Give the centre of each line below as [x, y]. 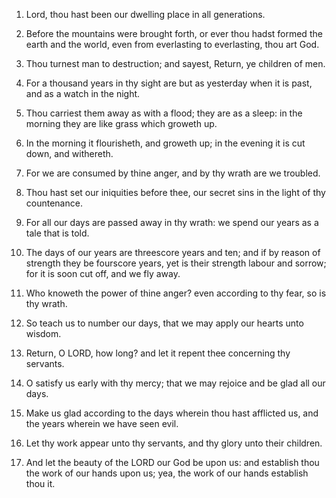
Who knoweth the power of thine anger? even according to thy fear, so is [176, 293]
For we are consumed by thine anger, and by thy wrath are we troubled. [173, 173]
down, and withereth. [69, 153]
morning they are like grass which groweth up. [121, 123]
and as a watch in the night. [83, 93]
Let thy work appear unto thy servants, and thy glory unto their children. [174, 443]
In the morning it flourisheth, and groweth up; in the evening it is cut [165, 143]
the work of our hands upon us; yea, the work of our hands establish [167, 473]
